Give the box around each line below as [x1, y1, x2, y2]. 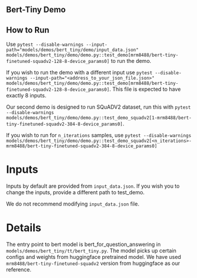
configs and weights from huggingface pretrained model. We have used [6, 254, 182, 261]
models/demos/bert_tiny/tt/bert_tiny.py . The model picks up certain [6, 247, 176, 254]
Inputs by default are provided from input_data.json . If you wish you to [6, 182, 180, 189]
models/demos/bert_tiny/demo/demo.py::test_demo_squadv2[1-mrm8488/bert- [6, 115, 192, 121]
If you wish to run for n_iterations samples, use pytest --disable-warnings [6, 132, 192, 139]
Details [6, 221, 41, 235]
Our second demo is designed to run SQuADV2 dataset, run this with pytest [6, 103, 191, 110]
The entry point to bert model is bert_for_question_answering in [6, 241, 161, 248]
